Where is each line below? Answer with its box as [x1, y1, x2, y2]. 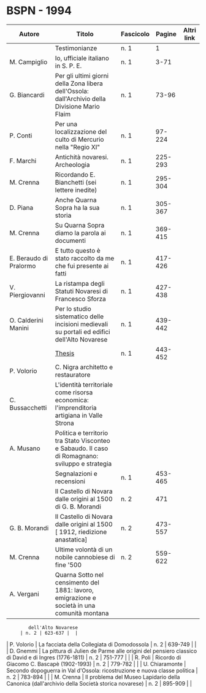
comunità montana [55, 608, 109, 617]
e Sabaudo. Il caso [55, 444, 109, 453]
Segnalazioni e [55, 469, 97, 478]
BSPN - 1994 [6, 4, 72, 18]
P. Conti [9, 131, 32, 140]
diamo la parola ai [55, 228, 106, 237]
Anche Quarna [55, 196, 97, 204]
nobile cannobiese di [55, 553, 115, 561]
